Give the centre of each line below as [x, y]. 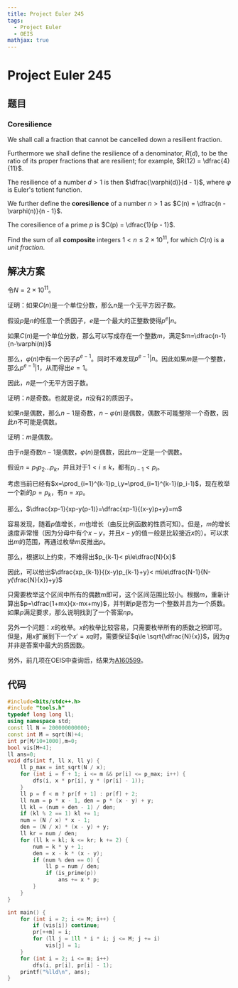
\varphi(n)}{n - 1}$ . [35, 211]
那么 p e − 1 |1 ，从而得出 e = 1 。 [49, 367]
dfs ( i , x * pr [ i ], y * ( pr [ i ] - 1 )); [89, 781]
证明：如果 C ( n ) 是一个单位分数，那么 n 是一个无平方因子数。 [93, 305]
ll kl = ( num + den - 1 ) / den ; [68, 807]
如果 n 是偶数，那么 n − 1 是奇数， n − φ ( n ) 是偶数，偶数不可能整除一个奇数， [115, 413]
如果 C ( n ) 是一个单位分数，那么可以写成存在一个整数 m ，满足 [94, 335]
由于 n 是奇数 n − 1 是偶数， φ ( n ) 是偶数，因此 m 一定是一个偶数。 [97, 452]
